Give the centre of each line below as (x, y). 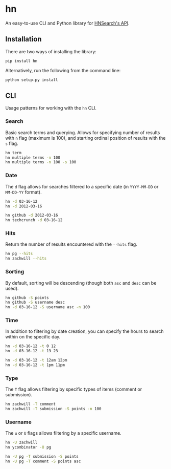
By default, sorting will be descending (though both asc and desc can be (81, 283)
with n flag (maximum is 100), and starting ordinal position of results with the (86, 138)
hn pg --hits (19, 254)
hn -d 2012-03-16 (24, 206)
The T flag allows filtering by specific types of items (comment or (74, 389)
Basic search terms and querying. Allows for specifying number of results (83, 132)
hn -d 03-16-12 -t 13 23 (32, 351)
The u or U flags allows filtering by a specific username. (63, 433)
